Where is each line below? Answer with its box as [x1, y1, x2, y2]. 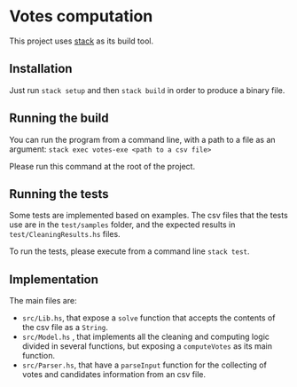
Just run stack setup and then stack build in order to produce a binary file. [9, 84, 285, 95]
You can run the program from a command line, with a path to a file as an [9, 134, 277, 145]
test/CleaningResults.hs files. [9, 229, 121, 240]
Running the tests [9, 186, 109, 201]
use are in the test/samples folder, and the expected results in [9, 219, 236, 230]
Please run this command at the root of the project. [9, 161, 196, 171]
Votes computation [9, 6, 153, 27]
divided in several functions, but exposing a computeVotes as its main [21, 341, 273, 351]
